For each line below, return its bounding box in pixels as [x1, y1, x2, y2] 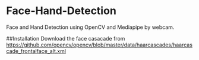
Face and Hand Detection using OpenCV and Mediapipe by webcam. [6, 24, 175, 31]
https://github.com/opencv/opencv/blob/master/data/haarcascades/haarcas [6, 41, 193, 48]
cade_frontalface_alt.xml [6, 47, 67, 54]
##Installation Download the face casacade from [6, 35, 125, 42]
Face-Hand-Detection [6, 4, 117, 18]
